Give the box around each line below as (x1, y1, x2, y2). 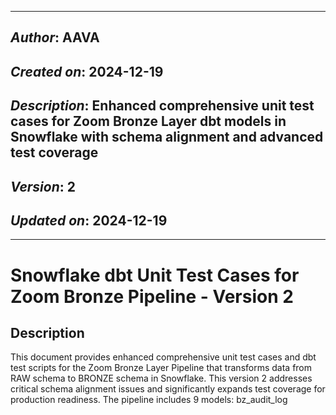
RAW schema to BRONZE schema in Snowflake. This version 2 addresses (10, 372, 313, 385)
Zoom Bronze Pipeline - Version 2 (10, 285, 294, 308)
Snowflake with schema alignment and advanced (10, 129, 324, 146)
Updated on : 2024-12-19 (10, 212, 168, 229)
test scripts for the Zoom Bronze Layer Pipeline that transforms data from (10, 362, 313, 374)
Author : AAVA (10, 29, 100, 46)
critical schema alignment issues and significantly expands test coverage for (10, 383, 326, 395)
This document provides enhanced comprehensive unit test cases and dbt (10, 351, 317, 363)
